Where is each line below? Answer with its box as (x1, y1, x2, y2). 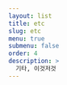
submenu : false (8, 42, 60, 50)
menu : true (8, 34, 45, 43)
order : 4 (8, 49, 38, 57)
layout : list (8, 11, 52, 20)
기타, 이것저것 (15, 65, 57, 73)
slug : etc (8, 27, 42, 35)
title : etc (8, 19, 45, 28)
